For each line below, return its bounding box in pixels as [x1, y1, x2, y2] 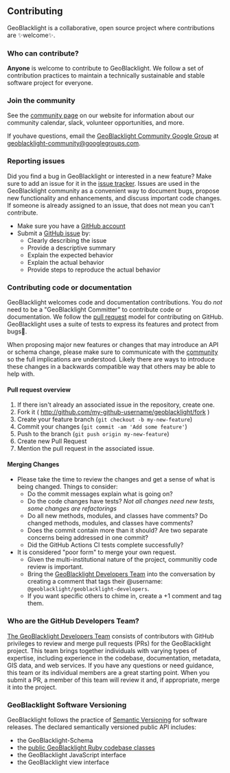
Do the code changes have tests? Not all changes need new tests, [27, 497, 215, 506]
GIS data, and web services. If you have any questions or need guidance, [7, 661, 214, 669]
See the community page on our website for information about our [7, 111, 194, 119]
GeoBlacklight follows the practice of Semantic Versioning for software [7, 716, 208, 724]
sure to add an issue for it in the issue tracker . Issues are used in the [7, 179, 200, 187]
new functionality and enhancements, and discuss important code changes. [7, 193, 222, 202]
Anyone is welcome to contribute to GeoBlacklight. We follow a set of [7, 64, 204, 73]
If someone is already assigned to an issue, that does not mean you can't [7, 201, 214, 209]
